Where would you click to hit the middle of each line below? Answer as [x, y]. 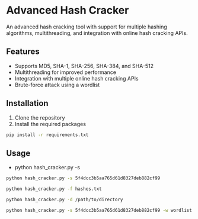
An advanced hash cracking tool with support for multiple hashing [87, 27]
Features [23, 52]
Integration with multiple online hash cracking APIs [76, 78]
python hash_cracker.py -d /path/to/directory [65, 199]
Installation [27, 103]
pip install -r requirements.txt [47, 135]
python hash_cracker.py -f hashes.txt [54, 189]
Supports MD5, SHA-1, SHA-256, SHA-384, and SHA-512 [84, 66]
